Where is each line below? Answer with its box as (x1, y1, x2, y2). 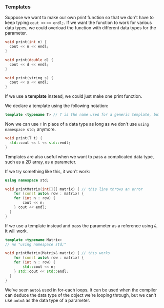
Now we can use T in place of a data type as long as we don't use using (5, 121, 149, 127)
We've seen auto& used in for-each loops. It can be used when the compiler (5, 287, 157, 293)
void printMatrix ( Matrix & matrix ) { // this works (5, 251, 110, 256)
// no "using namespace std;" (5, 242, 67, 247)
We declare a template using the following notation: (5, 103, 108, 109)
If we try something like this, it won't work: (5, 168, 90, 174)
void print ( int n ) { (5, 40, 47, 44)
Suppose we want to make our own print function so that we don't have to (5, 15, 154, 21)
